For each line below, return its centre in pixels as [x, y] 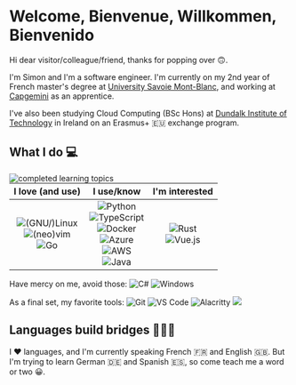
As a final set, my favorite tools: [67, 302]
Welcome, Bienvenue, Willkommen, [143, 16]
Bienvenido [52, 35]
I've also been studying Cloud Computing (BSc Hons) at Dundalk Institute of [148, 113]
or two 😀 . [28, 372]
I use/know [117, 191]
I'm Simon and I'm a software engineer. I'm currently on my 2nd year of [140, 76]
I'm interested [183, 191]
